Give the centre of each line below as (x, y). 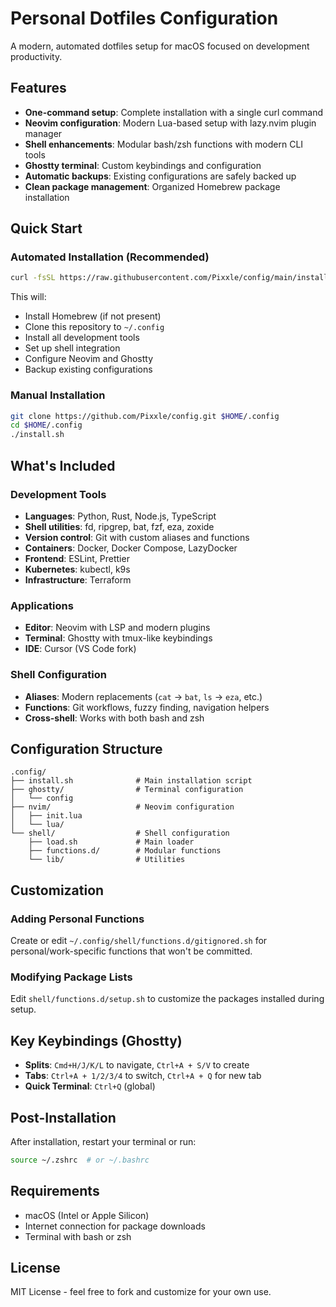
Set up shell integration (72, 348)
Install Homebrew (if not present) (93, 316)
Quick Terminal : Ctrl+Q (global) (90, 1086)
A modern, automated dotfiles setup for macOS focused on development (160, 46)
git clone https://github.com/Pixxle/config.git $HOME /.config (145, 416)
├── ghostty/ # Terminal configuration (127, 790)
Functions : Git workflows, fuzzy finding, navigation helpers (147, 707)
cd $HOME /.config (46, 425)
